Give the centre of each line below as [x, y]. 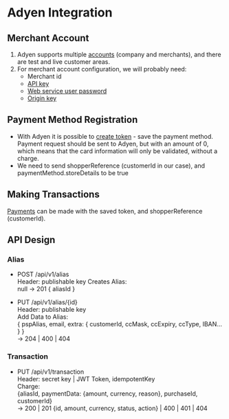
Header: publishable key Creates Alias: [72, 282]
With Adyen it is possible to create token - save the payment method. [115, 136]
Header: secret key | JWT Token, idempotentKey [86, 378]
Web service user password [67, 91]
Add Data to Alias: [43, 317]
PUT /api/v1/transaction [51, 372]
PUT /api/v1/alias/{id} [47, 302]
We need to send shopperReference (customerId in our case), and [111, 166]
